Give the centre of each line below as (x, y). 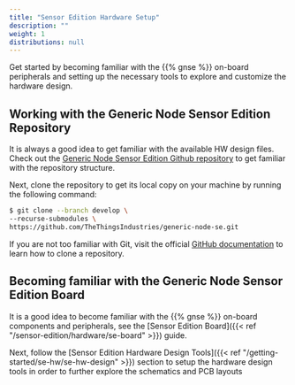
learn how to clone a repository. (67, 253)
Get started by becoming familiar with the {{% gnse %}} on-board (129, 67)
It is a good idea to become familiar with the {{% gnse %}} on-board (133, 316)
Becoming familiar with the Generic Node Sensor (146, 281)
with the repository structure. (62, 168)
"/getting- (261, 352)
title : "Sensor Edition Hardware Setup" (85, 17)
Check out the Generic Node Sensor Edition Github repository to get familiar (147, 158)
